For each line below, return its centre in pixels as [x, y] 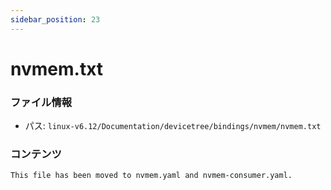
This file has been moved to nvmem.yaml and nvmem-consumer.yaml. [151, 176]
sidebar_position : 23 [55, 19]
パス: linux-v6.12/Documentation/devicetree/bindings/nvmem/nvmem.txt [173, 126]
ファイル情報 [41, 102]
